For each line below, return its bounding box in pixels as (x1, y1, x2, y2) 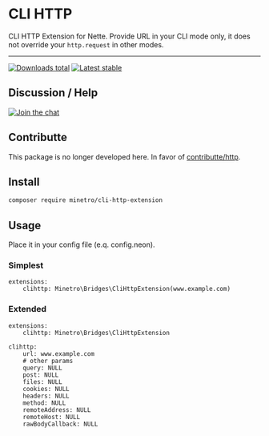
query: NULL (22, 364, 62, 372)
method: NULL (22, 398, 66, 407)
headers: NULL (22, 392, 70, 400)
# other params (22, 357, 74, 365)
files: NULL (22, 377, 62, 386)
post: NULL (22, 370, 59, 379)
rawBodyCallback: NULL (22, 420, 98, 428)
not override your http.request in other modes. (8, 39, 164, 49)
